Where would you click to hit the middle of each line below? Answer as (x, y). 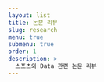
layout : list (29, 15)
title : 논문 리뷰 (33, 23)
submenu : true (31, 45)
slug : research (33, 30)
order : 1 (22, 52)
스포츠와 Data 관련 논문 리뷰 (56, 66)
